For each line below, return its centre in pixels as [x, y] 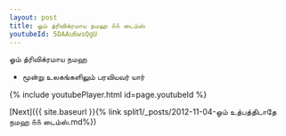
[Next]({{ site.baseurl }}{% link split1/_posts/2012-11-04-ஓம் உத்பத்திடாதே [143, 112]
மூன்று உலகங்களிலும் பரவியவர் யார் [83, 77]
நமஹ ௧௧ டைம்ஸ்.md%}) [53, 122]
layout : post [33, 17]
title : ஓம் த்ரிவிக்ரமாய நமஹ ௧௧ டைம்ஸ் [77, 26]
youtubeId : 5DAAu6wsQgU [53, 34]
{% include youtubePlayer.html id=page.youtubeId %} [108, 95]
